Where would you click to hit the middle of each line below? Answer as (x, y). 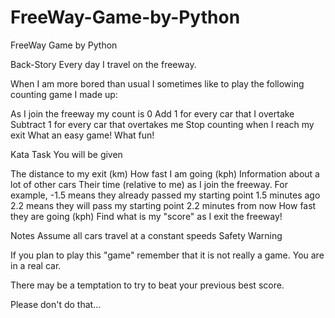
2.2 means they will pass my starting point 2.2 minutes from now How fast (163, 205)
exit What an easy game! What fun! (82, 135)
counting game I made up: (64, 94)
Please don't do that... (56, 304)
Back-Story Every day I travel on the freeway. (103, 64)
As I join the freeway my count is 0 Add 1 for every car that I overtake (152, 113)
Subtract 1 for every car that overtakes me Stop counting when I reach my (162, 124)
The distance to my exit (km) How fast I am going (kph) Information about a (165, 173)
